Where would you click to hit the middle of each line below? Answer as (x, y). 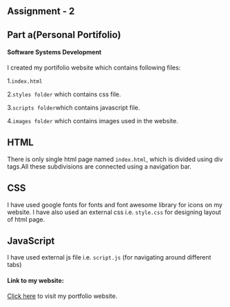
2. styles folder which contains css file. (64, 94)
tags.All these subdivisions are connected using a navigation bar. (99, 166)
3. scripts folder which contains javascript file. (74, 107)
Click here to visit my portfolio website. (62, 296)
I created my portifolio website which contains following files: (94, 67)
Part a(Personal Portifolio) (64, 35)
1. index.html (25, 81)
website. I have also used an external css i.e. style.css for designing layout (114, 212)
